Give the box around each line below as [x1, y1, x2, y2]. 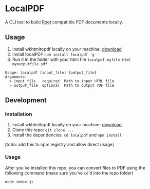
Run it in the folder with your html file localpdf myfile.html [12, 57, 131, 62]
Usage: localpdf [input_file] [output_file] [5, 70, 97, 75]
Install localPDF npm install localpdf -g [12, 51, 95, 57]
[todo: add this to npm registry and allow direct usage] [5, 142, 114, 148]
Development [5, 96, 47, 105]
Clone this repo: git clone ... [12, 127, 74, 133]
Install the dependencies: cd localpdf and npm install [12, 132, 122, 138]
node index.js [5, 179, 34, 184]
